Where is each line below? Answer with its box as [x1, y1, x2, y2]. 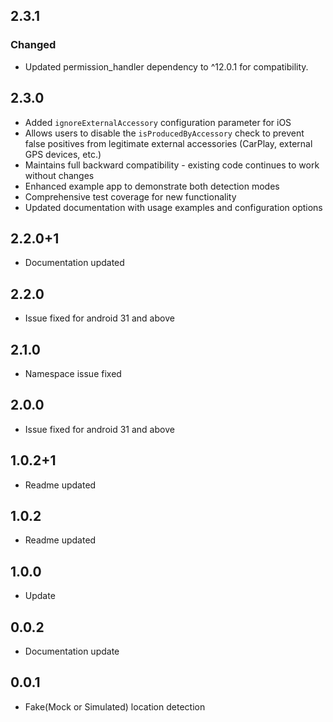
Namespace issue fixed [24, 367, 122, 379]
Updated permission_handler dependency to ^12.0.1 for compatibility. [24, 60, 309, 73]
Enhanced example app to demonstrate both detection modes [24, 180, 280, 192]
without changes [24, 169, 95, 181]
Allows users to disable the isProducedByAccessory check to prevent [24, 127, 305, 139]
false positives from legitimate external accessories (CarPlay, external [24, 137, 313, 149]
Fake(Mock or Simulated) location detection [24, 700, 206, 713]
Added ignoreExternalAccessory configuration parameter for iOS [24, 116, 292, 128]
